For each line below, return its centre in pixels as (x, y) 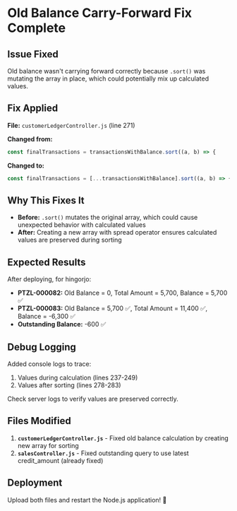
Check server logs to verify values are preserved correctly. (93, 399)
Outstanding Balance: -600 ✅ (62, 324)
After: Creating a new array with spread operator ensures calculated (117, 233)
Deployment (35, 483)
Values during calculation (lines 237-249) (78, 377)
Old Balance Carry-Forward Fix (100, 13)
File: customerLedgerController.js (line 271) (71, 125)
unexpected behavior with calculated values (81, 225)
